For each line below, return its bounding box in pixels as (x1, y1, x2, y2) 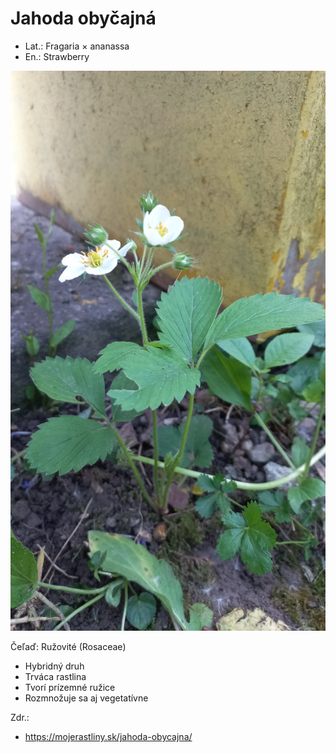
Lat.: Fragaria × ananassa (24, 40, 130, 52)
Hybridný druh (24, 660, 85, 672)
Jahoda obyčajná (10, 7, 157, 30)
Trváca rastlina (24, 670, 87, 682)
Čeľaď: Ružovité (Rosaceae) (10, 640, 127, 652)
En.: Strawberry (24, 50, 90, 62)
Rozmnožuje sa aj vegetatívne (24, 692, 149, 704)
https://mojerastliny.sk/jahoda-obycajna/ (24, 730, 193, 742)
